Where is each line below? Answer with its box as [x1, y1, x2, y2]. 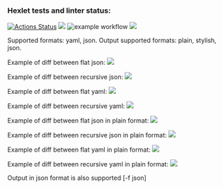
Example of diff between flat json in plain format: [7, 116, 149, 125]
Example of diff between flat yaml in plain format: [7, 145, 151, 154]
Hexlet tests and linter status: [7, 6, 111, 16]
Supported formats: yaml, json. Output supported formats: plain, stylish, [7, 36, 217, 44]
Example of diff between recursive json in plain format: [7, 131, 167, 140]
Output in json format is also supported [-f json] [7, 173, 147, 182]
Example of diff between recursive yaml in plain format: [7, 160, 168, 169]
